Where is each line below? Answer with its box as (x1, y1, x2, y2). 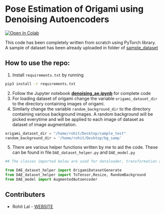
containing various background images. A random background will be (12, 111, 153, 117)
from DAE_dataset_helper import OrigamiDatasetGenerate (5, 168, 122, 173)
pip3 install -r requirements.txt (5, 81, 76, 86)
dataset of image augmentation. (12, 121, 77, 127)
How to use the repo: (5, 59, 70, 67)
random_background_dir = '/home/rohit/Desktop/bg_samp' (5, 136, 122, 141)
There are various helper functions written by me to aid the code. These (12, 144, 158, 150)
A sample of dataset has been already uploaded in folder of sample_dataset (5, 45, 158, 50)
